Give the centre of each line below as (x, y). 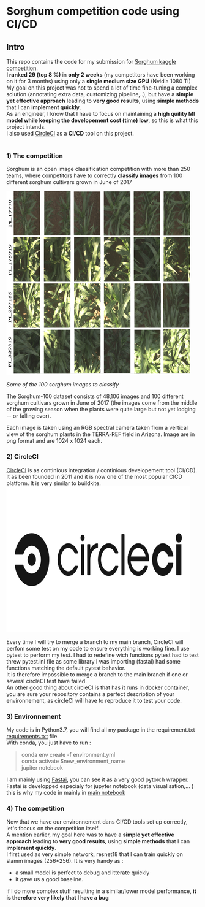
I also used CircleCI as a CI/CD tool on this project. (70, 133)
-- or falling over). (29, 416)
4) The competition (35, 808)
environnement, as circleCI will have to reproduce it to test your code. (94, 700)
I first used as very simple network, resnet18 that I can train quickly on (95, 854)
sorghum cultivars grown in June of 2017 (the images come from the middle (102, 403)
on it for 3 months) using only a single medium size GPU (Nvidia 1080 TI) (99, 81)
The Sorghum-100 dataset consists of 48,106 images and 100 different (95, 396)
